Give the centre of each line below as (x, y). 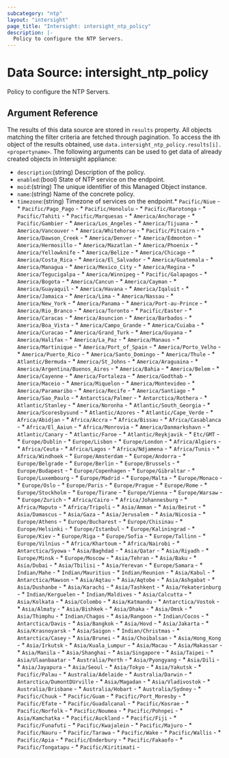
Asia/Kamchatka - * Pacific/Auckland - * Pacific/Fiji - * (97, 718)
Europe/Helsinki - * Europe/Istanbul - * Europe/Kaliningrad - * (106, 529)
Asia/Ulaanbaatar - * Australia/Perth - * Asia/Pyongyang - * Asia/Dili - (118, 659)
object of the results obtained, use (55, 144)
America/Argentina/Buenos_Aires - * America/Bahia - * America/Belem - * (118, 368)
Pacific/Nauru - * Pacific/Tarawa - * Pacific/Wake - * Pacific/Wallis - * (119, 732)
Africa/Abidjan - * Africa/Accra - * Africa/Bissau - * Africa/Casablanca (119, 419)
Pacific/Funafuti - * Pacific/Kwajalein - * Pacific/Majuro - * (105, 725)
